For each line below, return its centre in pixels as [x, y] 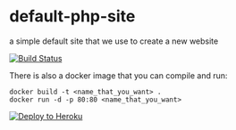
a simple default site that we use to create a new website [114, 41]
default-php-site [72, 16]
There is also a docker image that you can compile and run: [118, 75]
